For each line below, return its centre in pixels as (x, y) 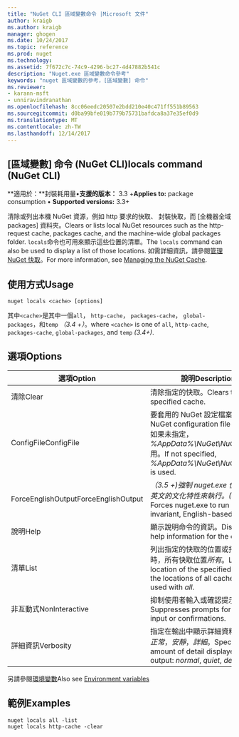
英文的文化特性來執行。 (190, 495)
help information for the (190, 536)
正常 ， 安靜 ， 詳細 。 (182, 641)
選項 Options (35, 356)
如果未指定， (172, 434)
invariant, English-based (191, 514)
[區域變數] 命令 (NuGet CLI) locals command (105, 164)
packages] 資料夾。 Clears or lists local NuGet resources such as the (108, 225)
